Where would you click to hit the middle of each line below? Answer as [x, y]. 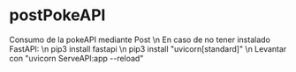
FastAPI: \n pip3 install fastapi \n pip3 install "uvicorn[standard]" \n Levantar [148, 48]
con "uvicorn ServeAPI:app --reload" [76, 58]
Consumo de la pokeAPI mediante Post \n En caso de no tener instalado [140, 40]
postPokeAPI [57, 15]
